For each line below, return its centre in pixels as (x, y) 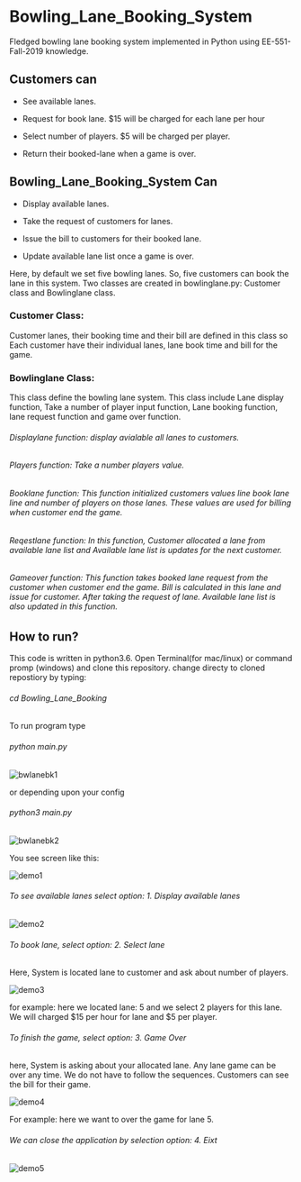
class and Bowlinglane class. (62, 292)
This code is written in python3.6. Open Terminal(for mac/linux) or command (151, 659)
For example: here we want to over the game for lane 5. (111, 1120)
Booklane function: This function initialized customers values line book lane (150, 493)
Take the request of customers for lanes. (97, 221)
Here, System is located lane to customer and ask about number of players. (149, 973)
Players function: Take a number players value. (97, 465)
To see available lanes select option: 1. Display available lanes (125, 896)
